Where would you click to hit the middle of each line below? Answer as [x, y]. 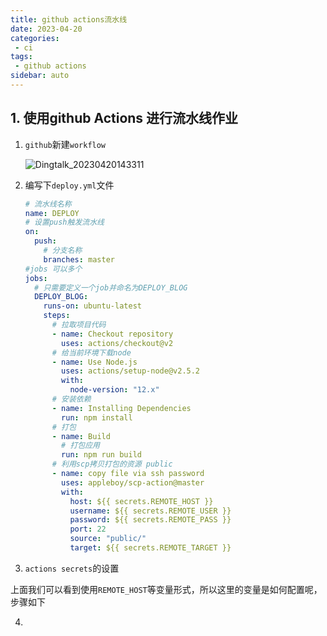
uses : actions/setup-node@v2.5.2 [131, 371]
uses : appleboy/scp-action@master [133, 482]
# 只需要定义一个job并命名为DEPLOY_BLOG [111, 287]
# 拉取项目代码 [79, 325]
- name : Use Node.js [94, 362]
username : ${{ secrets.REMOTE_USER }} [150, 511]
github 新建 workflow [65, 144]
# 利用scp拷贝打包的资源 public [112, 464]
